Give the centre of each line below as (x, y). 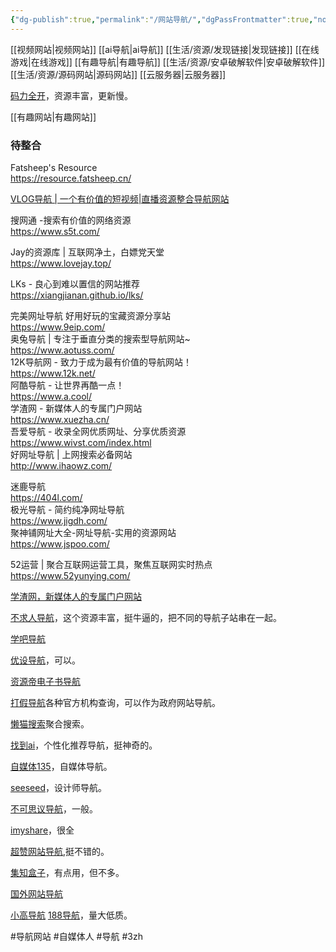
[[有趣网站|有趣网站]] (53, 117)
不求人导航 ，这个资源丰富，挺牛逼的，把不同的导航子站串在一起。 (146, 617)
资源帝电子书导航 (45, 681)
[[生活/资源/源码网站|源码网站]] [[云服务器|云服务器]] (118, 74)
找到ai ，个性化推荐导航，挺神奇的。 (84, 745)
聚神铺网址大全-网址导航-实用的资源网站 (93, 532)
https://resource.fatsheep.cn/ (71, 178)
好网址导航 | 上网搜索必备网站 (71, 454)
